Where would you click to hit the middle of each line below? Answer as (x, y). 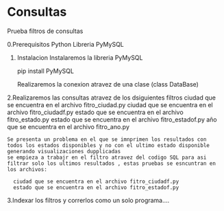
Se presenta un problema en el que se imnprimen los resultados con (107, 139)
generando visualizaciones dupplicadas (64, 151)
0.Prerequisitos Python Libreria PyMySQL (66, 44)
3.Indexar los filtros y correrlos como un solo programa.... (88, 200)
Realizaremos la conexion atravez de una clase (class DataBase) (108, 84)
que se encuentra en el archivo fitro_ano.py (69, 126)
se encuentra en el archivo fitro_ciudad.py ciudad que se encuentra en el (110, 104)
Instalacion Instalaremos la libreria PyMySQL (80, 57)
